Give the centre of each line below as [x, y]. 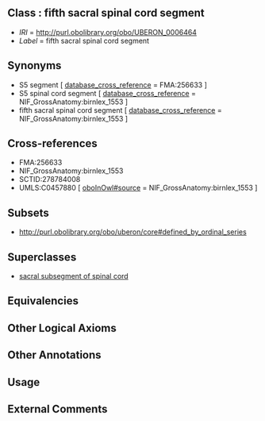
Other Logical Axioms [62, 328]
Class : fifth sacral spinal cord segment [106, 13]
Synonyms [35, 66]
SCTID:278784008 [50, 180]
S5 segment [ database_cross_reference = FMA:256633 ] [113, 85]
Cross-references [53, 143]
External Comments [58, 409]
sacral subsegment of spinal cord [73, 276]
